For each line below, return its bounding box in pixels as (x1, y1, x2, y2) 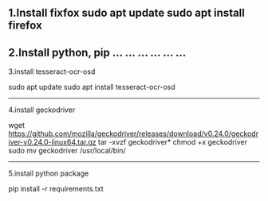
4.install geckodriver (8, 105, 76, 114)
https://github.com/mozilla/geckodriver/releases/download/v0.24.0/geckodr (8, 129, 259, 138)
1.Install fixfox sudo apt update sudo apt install (8, 6, 245, 20)
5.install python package (8, 168, 89, 178)
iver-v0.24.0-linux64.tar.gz (8, 137, 97, 147)
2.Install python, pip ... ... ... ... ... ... (8, 45, 187, 59)
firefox (8, 19, 42, 33)
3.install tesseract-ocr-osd (8, 67, 96, 76)
